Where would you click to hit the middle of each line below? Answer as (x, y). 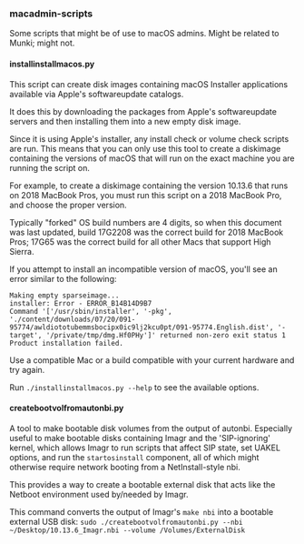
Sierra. (22, 251)
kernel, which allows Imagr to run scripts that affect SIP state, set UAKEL (145, 448)
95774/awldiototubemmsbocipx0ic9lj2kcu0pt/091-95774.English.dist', (142, 327)
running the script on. (50, 167)
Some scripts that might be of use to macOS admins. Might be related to (144, 34)
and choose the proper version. (68, 205)
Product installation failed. (67, 343)
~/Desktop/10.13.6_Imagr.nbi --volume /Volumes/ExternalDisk (127, 530)
